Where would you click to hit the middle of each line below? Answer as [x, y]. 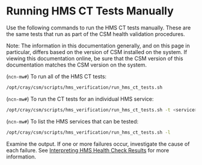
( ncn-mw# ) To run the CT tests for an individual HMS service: [80, 99]
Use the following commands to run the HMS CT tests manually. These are [99, 28]
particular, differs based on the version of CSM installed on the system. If [97, 52]
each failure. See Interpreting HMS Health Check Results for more [88, 150]
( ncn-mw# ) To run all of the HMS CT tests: [57, 76]
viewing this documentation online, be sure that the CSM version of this [95, 58]
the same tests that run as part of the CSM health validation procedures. [96, 34]
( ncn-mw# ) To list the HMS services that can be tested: [72, 121]
